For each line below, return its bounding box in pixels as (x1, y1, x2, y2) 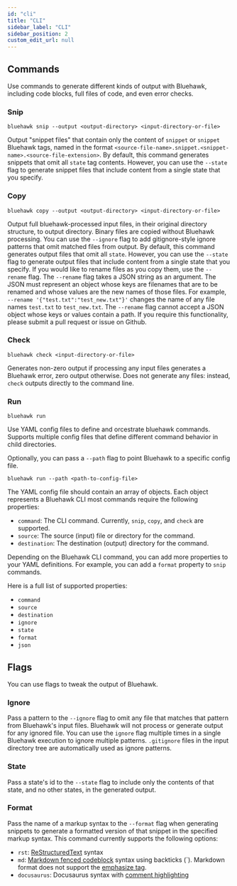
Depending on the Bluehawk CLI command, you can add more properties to (7, 553, 228, 561)
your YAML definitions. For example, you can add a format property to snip (7, 560, 226, 569)
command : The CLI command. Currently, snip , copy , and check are (17, 516, 204, 525)
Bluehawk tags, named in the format (7, 143, 114, 152)
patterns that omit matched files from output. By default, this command (7, 242, 215, 250)
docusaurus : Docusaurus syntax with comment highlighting (17, 870, 189, 879)
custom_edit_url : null (7, 37, 75, 44)
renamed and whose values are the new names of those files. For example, (7, 287, 227, 296)
